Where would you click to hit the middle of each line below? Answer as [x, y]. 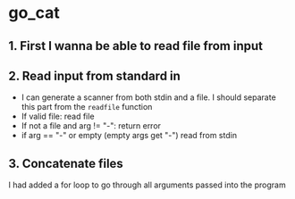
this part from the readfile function [87, 107]
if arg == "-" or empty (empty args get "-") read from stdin [129, 136]
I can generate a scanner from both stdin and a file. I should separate [148, 97]
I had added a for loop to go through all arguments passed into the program [147, 185]
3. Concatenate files [66, 163]
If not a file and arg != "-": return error [91, 126]
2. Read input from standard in [94, 75]
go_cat [34, 13]
